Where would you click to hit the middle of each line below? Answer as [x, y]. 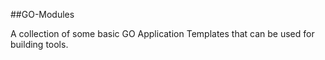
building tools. [39, 44]
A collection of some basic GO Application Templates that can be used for [162, 33]
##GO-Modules [42, 14]
